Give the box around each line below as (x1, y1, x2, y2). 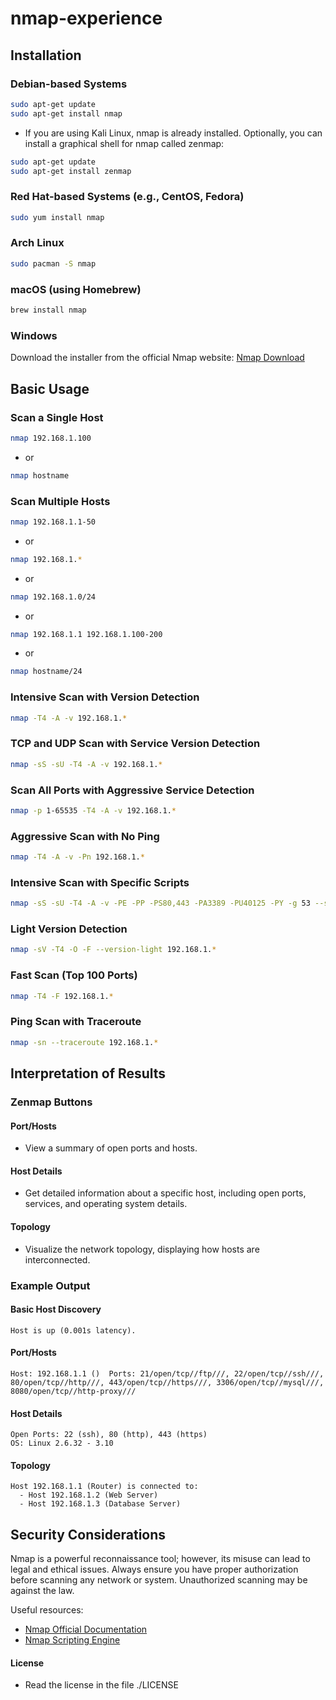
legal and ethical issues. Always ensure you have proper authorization (10, 1563, 299, 1576)
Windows (10, 328, 58, 342)
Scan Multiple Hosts (10, 494, 111, 508)
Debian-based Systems (10, 77, 128, 91)
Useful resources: (10, 1604, 84, 1616)
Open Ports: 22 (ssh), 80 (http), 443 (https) (10, 1430, 208, 1440)
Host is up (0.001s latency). (10, 1325, 137, 1336)
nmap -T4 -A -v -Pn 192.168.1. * (10, 852, 145, 862)
